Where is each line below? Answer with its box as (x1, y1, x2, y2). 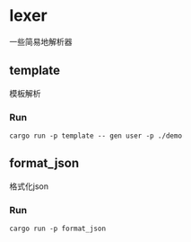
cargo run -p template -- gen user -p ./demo (9, 131, 182, 140)
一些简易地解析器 (9, 36, 73, 47)
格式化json (9, 181, 49, 192)
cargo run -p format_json (9, 224, 106, 234)
